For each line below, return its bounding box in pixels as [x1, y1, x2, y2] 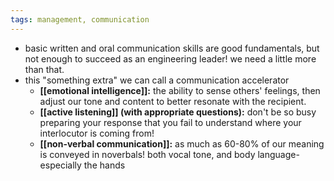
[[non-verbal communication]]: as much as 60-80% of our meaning [39, 137, 325, 150]
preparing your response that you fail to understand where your [39, 116, 302, 128]
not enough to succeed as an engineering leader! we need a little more [24, 52, 317, 65]
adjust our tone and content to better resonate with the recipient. [39, 95, 307, 107]
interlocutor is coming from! [39, 127, 155, 139]
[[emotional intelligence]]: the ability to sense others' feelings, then [39, 84, 321, 96]
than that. [24, 63, 65, 75]
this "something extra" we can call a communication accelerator [24, 74, 290, 86]
